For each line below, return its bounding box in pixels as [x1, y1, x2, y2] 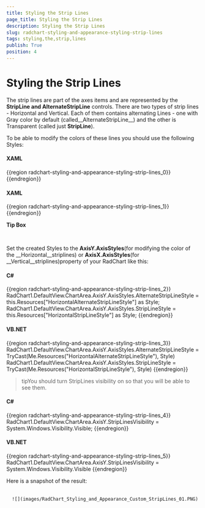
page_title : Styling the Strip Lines [6, 16, 103, 23]
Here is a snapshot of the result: [6, 477, 88, 485]
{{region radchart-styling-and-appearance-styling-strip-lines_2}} [6, 286, 171, 293]
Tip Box [6, 221, 26, 229]
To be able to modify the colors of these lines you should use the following [6, 134, 195, 141]
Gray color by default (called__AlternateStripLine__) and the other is [6, 115, 176, 123]
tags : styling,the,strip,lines [6, 36, 86, 42]
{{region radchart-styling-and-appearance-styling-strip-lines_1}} [6, 203, 170, 210]
